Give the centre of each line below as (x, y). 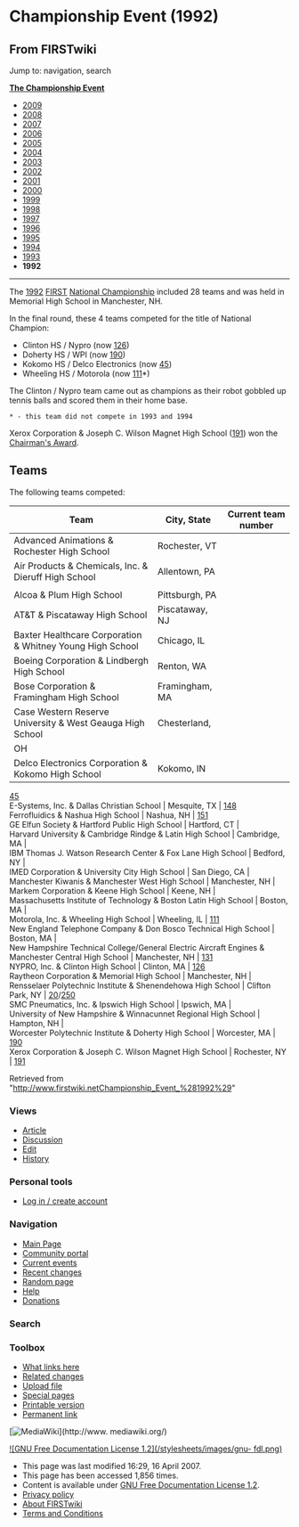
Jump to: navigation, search (60, 70)
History (36, 1159)
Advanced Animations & (64, 540)
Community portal (55, 1253)
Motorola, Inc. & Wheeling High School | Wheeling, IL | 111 (114, 919)
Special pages (48, 1395)
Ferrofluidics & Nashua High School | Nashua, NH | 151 (109, 815)
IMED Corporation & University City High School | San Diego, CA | (129, 871)
